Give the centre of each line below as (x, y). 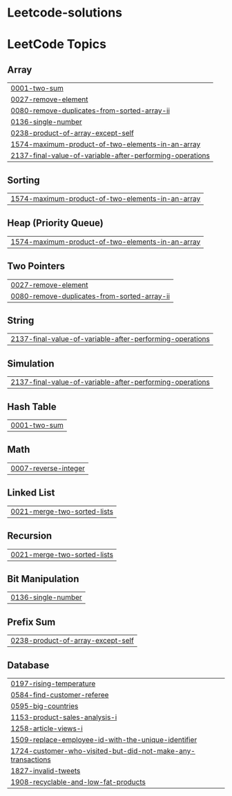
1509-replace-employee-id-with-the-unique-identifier (104, 739)
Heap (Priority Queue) (55, 223)
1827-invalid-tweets (46, 770)
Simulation (31, 363)
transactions (31, 759)
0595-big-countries (45, 706)
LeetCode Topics (57, 45)
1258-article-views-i (47, 728)
